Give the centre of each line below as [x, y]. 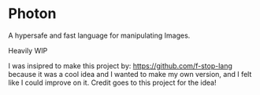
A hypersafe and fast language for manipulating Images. [99, 35]
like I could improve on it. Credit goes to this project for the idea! [112, 82]
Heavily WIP [28, 50]
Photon [32, 14]
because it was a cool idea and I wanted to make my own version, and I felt [130, 74]
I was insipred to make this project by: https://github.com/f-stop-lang [120, 66]
